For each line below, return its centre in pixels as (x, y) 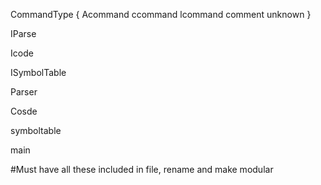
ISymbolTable (38, 72)
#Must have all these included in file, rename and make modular (142, 169)
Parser (24, 92)
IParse (23, 33)
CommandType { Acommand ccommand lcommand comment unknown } (161, 14)
